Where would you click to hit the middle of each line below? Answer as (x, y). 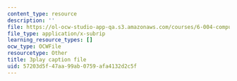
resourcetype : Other (38, 54)
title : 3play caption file (47, 60)
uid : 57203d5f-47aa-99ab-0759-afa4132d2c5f (72, 66)
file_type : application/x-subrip (56, 33)
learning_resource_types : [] (50, 40)
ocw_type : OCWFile (34, 46)
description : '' (31, 20)
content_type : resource (42, 14)
